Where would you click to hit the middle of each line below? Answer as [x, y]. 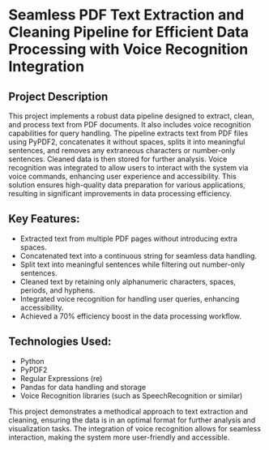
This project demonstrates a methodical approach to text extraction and [128, 411]
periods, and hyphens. [58, 290]
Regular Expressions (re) [61, 378]
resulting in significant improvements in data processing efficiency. [120, 193]
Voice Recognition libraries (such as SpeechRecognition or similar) [131, 396]
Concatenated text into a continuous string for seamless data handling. [139, 255]
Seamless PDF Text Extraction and [126, 15]
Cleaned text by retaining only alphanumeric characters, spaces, [128, 281]
